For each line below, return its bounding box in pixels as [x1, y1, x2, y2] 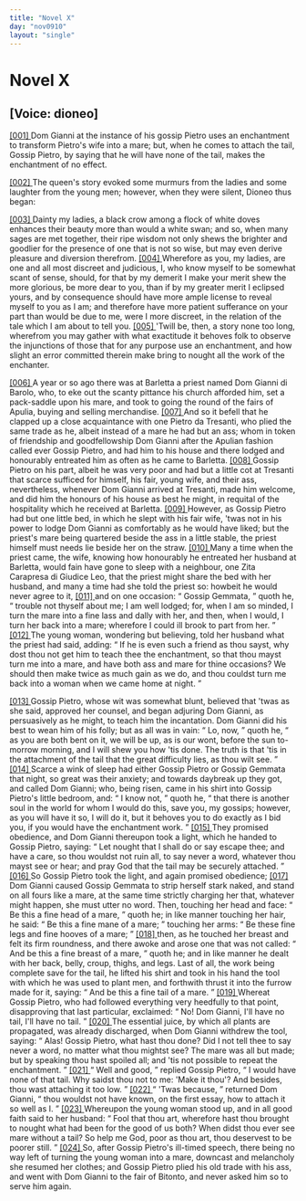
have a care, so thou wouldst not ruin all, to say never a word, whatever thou [9, 851, 296, 862]
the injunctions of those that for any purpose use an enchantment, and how [9, 340, 292, 352]
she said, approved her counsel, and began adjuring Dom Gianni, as [9, 705, 264, 717]
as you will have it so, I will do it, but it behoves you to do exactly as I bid [9, 812, 281, 823]
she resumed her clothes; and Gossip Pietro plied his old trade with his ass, [9, 1162, 292, 1173]
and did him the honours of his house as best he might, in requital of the [9, 494, 280, 505]
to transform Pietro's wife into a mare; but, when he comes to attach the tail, [9, 140, 295, 151]
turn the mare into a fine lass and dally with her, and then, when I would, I [9, 610, 284, 621]
